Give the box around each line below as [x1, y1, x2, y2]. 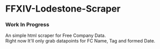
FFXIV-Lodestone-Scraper [5, 3, 121, 15]
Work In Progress [5, 21, 50, 28]
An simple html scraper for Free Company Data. [5, 32, 106, 38]
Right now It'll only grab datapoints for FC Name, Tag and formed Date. [5, 38, 155, 44]
